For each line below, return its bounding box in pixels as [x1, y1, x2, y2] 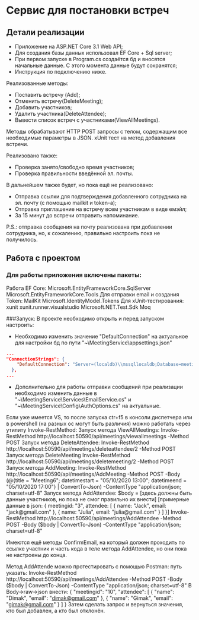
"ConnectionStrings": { [6, 356, 65, 362]
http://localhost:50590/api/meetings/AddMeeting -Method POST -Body [6, 470, 181, 478]
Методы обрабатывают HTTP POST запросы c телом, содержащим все [6, 128, 188, 135]
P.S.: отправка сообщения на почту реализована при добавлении [6, 223, 172, 230]
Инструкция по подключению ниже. [14, 68, 107, 75]
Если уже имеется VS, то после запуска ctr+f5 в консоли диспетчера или [6, 414, 192, 421]
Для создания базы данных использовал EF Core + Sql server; [14, 49, 172, 56]
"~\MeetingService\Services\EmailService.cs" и [14, 396, 131, 403]
